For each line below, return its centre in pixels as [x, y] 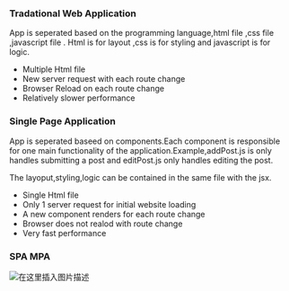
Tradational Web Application [73, 13]
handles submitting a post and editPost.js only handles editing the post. [141, 160]
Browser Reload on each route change [93, 89]
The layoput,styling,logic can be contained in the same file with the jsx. [140, 177]
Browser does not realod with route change [102, 224]
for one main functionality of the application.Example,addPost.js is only [140, 150]
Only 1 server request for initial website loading [109, 204]
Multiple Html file [54, 69]
